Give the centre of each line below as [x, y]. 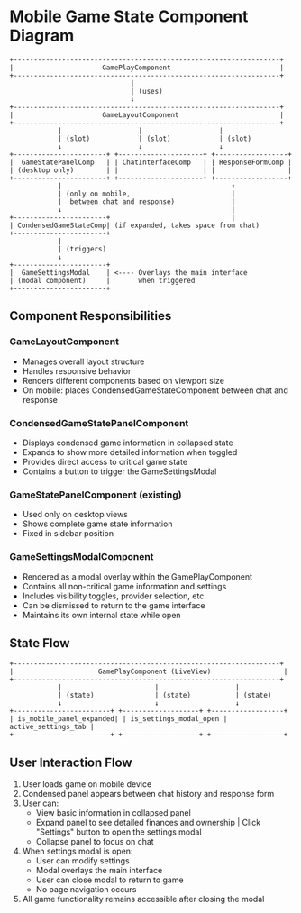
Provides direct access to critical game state [105, 461]
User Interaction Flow [71, 762]
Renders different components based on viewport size [123, 380]
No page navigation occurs [86, 890]
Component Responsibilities [91, 316]
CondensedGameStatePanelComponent [99, 423]
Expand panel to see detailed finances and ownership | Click [148, 823]
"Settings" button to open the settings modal [119, 832]
